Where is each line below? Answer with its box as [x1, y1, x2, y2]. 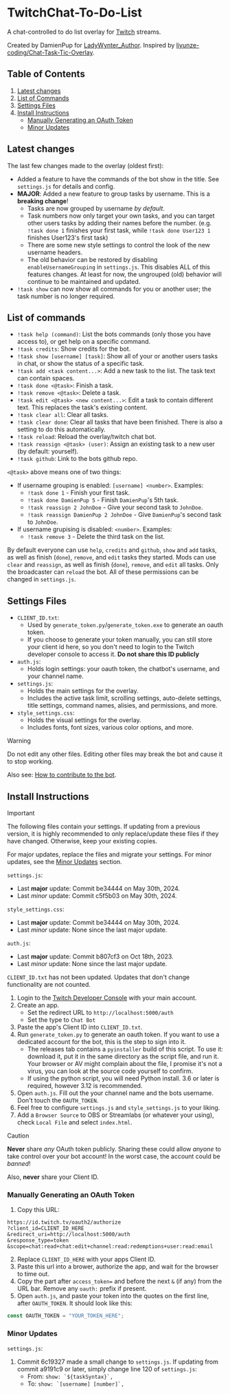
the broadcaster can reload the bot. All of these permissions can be [7, 568, 199, 576]
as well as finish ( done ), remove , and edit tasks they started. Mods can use [7, 553, 216, 562]
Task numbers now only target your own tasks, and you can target [27, 212, 215, 220]
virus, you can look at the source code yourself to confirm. [27, 1067, 194, 1075]
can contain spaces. [16, 374, 75, 382]
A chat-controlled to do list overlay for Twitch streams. [7, 28, 161, 36]
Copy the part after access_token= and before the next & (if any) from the [16, 1277, 222, 1286]
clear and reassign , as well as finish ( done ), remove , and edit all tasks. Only [7, 560, 219, 569]
